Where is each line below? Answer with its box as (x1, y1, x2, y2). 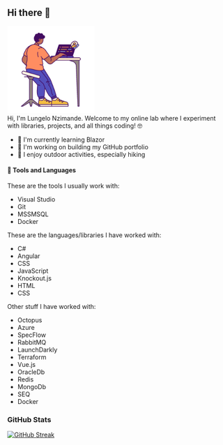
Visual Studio (17, 195, 56, 204)
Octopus (17, 316, 43, 324)
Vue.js (17, 361, 36, 369)
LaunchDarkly (17, 346, 58, 354)
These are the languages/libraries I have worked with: (7, 231, 162, 239)
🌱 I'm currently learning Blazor (17, 135, 105, 144)
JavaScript (17, 266, 49, 276)
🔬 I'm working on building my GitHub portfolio (17, 142, 148, 151)
